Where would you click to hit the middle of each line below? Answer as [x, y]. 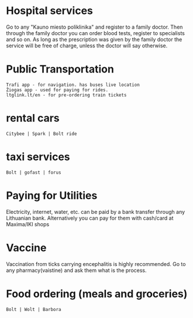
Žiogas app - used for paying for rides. [57, 90]
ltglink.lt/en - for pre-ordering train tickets [66, 95]
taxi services [38, 157]
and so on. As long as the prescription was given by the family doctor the [94, 39]
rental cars [33, 118]
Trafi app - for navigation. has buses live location [73, 85]
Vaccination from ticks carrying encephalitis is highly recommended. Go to [96, 264]
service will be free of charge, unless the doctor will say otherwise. [87, 46]
